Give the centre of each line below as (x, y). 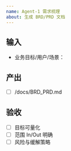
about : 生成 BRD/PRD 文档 (36, 17)
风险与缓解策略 (32, 142)
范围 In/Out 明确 (34, 135)
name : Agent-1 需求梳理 (33, 11)
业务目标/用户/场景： (39, 57)
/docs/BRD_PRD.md (38, 92)
